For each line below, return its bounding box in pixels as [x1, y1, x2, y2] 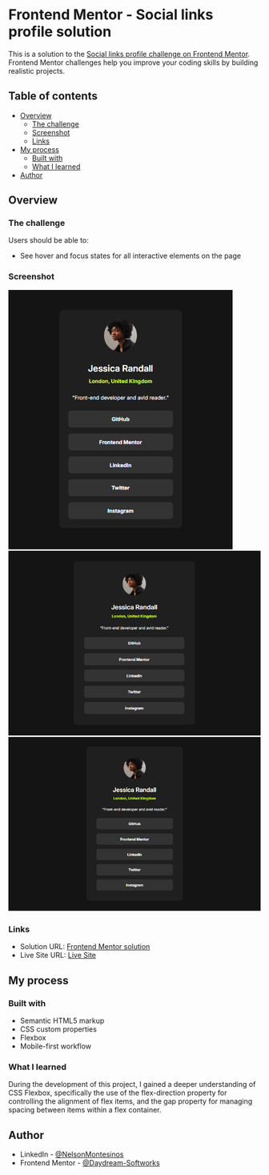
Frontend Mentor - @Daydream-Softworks [19, 1158, 160, 1167]
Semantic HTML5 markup [19, 1016, 105, 1025]
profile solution [8, 22, 112, 41]
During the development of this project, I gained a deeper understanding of [8, 1080, 256, 1089]
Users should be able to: [8, 235, 90, 245]
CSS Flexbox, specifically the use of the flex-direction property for [8, 1088, 227, 1098]
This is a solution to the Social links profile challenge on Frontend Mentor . [8, 49, 251, 58]
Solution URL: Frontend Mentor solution [19, 942, 151, 952]
